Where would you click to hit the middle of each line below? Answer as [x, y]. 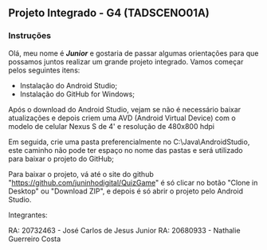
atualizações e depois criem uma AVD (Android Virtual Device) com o [122, 118]
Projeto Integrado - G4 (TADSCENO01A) [109, 13]
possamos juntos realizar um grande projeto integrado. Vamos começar [126, 61]
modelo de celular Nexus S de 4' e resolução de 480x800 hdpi [112, 126]
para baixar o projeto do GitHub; [61, 158]
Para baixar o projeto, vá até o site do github [81, 174]
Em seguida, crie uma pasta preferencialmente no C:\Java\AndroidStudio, [129, 142]
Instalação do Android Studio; [69, 85]
